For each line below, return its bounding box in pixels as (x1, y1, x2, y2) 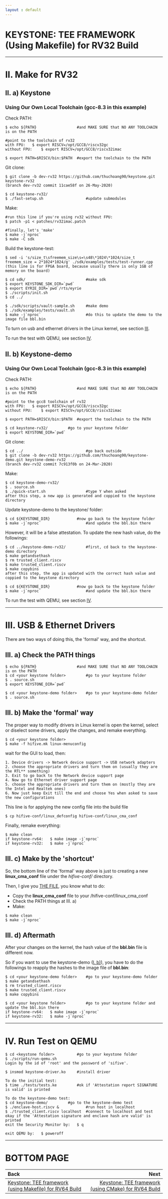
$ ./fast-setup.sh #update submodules (5, 196, 126, 201)
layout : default (5, 7, 41, 13)
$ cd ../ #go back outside (5, 449, 122, 454)
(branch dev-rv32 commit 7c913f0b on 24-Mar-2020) (5, 462, 113, 467)
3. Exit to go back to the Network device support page (5, 773, 124, 778)
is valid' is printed (5, 1087, 50, 1093)
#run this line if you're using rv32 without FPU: (5, 214, 113, 220)
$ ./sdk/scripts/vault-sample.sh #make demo (5, 303, 108, 309)
